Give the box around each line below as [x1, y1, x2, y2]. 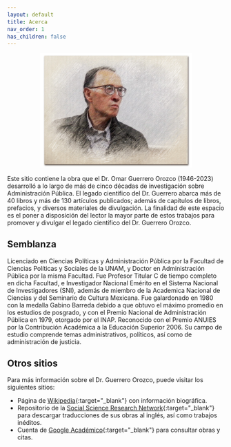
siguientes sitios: [7, 383, 55, 392]
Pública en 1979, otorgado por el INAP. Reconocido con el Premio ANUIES [7, 315, 217, 324]
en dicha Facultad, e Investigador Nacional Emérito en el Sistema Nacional [7, 278, 219, 287]
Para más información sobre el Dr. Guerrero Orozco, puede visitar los [7, 376, 203, 384]
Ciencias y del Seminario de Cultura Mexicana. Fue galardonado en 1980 [7, 294, 214, 302]
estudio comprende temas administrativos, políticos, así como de [7, 330, 192, 339]
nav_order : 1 [7, 26, 45, 32]
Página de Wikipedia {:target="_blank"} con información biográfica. [17, 397, 208, 405]
